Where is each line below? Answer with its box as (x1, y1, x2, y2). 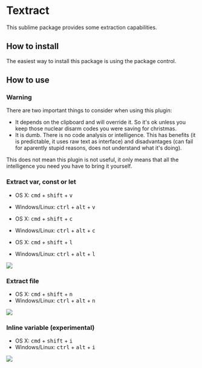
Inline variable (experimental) (6, 323, 95, 332)
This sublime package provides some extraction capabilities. (6, 24, 157, 31)
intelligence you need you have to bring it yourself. (6, 162, 132, 170)
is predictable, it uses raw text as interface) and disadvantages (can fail (15, 138, 194, 146)
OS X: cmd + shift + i (15, 337, 73, 344)
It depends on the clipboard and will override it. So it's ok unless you (15, 119, 186, 126)
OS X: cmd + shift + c (15, 215, 73, 222)
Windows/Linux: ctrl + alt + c (15, 227, 96, 234)
